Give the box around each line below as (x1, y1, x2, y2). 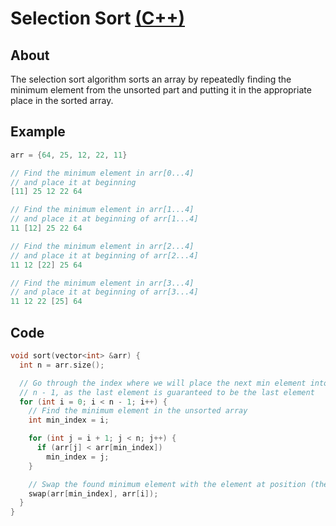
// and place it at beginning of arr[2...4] (10, 250, 199, 261)
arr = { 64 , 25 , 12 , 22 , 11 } (10, 150, 128, 160)
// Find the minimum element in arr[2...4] (10, 241, 195, 251)
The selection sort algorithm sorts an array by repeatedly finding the (10, 73, 292, 85)
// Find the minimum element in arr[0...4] (10, 168, 195, 178)
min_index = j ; (46, 452, 110, 462)
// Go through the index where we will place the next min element (19, 378, 307, 388)
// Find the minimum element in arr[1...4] (10, 205, 195, 215)
